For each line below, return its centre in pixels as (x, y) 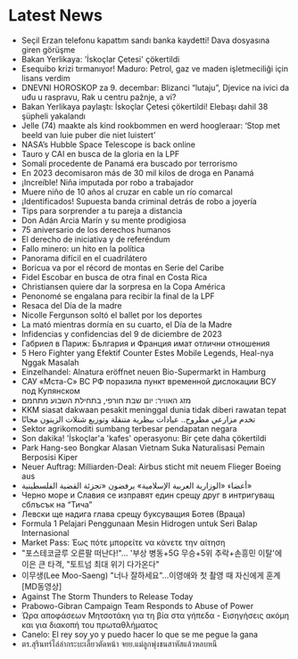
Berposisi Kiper (50, 457)
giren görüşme (48, 49)
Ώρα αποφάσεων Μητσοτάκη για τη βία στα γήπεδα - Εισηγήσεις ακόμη (155, 615)
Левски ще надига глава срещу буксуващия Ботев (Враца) (133, 514)
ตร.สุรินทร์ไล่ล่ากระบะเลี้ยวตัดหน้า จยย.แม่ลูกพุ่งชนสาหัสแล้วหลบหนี (119, 644)
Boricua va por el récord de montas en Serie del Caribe (123, 268)
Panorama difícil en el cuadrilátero (84, 258)
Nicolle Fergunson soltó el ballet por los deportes (112, 315)
